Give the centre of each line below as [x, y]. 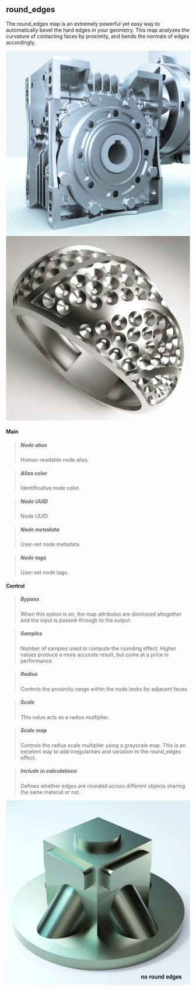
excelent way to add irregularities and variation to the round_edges [101, 751]
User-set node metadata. [50, 544]
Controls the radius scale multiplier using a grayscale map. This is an [103, 745]
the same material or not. [50, 792]
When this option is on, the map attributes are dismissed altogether [101, 614]
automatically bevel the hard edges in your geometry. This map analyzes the [98, 30]
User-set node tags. [44, 572]
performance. [37, 661]
